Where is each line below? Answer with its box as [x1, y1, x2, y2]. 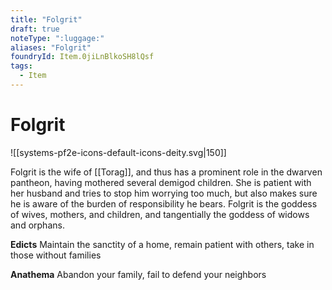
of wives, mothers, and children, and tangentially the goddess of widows [10, 208, 310, 220]
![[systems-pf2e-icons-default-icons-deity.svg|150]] [10, 146, 227, 158]
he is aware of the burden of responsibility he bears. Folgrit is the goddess [10, 197, 318, 210]
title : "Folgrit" [10, 14, 83, 25]
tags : [10, 61, 33, 71]
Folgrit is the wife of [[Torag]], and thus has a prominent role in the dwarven [10, 166, 323, 178]
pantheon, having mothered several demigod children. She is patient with [10, 176, 312, 188]
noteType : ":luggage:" [10, 33, 105, 43]
